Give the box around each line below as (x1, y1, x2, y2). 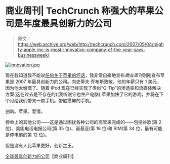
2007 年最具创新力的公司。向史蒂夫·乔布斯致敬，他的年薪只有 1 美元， (15, 78, 162, 85)
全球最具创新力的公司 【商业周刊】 (5, 153, 76, 159)
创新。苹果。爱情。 (5, 108, 46, 114)
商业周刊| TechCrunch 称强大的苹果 (5, 5, 155, 17)
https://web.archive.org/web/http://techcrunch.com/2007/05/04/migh (17, 41, 164, 47)
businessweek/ (17, 52, 50, 58)
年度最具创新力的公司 (23, 18, 112, 29)
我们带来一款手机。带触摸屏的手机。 (18, 97, 94, 103)
